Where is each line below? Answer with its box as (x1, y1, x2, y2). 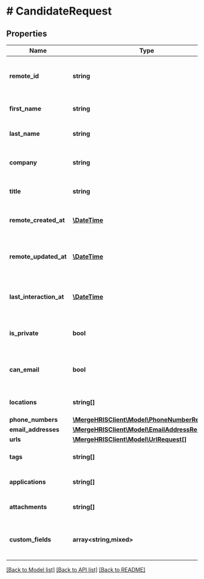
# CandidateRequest (6, 4, 112, 18)
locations (9, 398, 37, 406)
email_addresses (9, 425, 59, 433)
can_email (9, 365, 39, 374)
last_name (9, 129, 40, 138)
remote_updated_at (9, 252, 67, 260)
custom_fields (9, 535, 52, 544)
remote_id (9, 72, 39, 80)
